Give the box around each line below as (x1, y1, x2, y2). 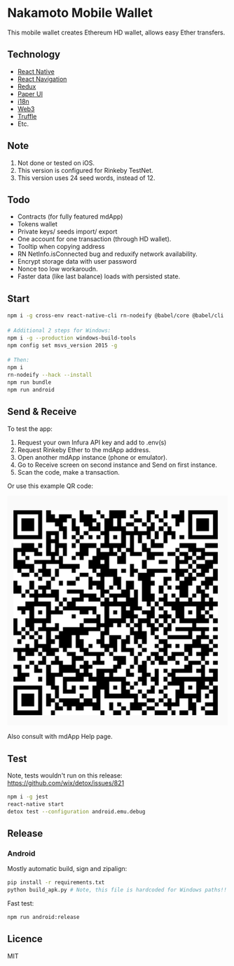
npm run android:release (7, 914, 80, 921)
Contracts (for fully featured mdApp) (17, 212, 123, 221)
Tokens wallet (17, 220, 58, 228)
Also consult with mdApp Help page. (7, 733, 113, 741)
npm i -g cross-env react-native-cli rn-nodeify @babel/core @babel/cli (7, 312, 224, 319)
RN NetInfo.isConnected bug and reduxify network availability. (17, 250, 198, 258)
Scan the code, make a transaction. (17, 468, 121, 476)
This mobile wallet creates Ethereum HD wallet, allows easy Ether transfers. (7, 28, 226, 37)
